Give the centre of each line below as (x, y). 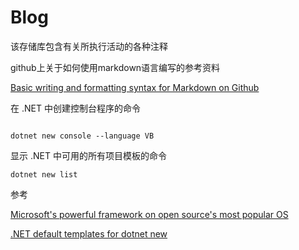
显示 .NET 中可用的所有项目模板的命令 (88, 155)
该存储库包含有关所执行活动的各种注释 (89, 46)
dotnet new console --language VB (82, 136)
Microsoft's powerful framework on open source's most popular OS (149, 214)
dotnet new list (44, 174)
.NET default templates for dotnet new (89, 233)
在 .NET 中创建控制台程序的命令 (75, 108)
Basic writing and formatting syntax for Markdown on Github (135, 87)
